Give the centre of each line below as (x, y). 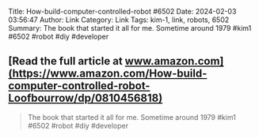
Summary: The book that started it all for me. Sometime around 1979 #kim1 (130, 28)
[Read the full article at (65, 61)
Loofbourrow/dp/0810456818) (86, 98)
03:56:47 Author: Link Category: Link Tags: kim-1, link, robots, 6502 (119, 20)
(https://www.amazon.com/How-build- (108, 74)
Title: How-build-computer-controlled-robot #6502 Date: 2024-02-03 (122, 11)
